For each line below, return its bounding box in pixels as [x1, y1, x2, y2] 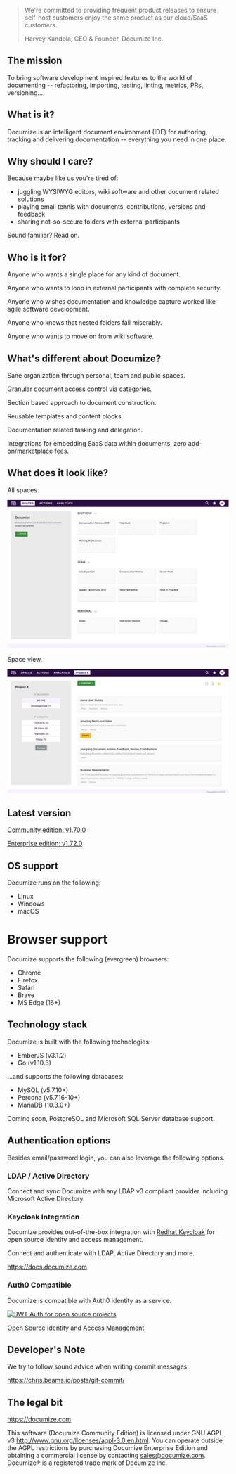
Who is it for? [7, 251, 67, 263]
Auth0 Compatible [7, 1280, 72, 1290]
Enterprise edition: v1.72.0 [7, 840, 83, 848]
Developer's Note [7, 1344, 86, 1356]
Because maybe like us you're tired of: [7, 174, 119, 182]
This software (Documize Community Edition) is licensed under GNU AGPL [7, 1429, 223, 1437]
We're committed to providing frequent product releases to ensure [24, 6, 216, 14]
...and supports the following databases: [7, 1072, 124, 1080]
